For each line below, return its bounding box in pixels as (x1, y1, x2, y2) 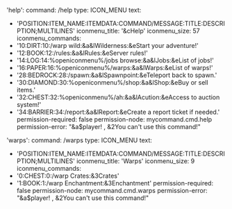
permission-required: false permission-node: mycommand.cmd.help (16, 115, 213, 124)
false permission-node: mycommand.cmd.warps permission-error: (16, 187, 208, 194)
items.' (16, 86, 36, 94)
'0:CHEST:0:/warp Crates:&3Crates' (16, 172, 119, 180)
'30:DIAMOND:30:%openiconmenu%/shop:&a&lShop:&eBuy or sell (16, 78, 209, 86)
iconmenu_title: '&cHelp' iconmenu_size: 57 (76, 27, 201, 35)
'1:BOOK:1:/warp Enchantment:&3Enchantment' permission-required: (16, 179, 213, 187)
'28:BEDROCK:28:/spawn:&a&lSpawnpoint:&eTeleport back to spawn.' (16, 71, 217, 79)
